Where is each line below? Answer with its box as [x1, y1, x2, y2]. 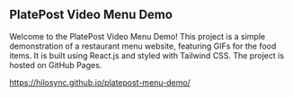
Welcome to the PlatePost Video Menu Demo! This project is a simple [9, 31, 266, 41]
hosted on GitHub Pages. [9, 59, 102, 70]
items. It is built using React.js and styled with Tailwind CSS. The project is [9, 49, 285, 61]
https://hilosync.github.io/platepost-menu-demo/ [9, 76, 191, 88]
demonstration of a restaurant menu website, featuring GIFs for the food [9, 40, 277, 51]
